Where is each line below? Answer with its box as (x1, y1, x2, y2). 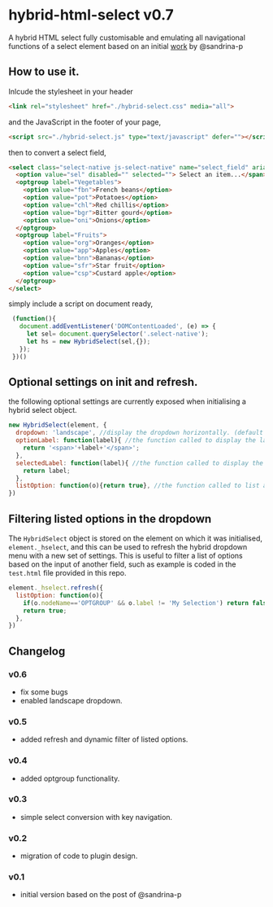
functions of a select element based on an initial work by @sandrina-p (8, 41, 244, 50)
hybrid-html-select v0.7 (8, 6, 175, 24)
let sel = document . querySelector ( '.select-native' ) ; (26, 330, 209, 339)
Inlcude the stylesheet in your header (8, 86, 134, 96)
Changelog (8, 644, 66, 658)
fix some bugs (19, 686, 68, 697)
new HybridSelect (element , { (8, 421, 107, 429)
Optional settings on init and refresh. (8, 375, 198, 389)
